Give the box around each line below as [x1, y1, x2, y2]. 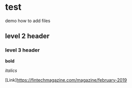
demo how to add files [5, 18, 51, 24]
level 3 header [5, 47, 40, 54]
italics [5, 67, 17, 73]
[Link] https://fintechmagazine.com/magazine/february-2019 [5, 77, 127, 83]
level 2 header [5, 32, 50, 40]
